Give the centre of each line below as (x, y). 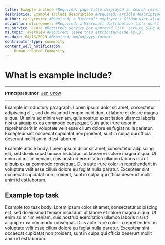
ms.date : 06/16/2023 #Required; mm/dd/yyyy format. (59, 37)
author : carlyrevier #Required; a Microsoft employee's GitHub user (77, 19)
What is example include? (59, 75)
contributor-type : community (35, 42)
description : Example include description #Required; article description (83, 14)
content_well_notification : (34, 46)
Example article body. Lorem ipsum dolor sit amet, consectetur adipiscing (79, 149)
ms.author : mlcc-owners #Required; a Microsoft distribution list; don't (82, 23)
